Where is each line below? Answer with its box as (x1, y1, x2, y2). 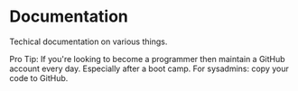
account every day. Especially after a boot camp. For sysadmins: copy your (9, 63, 289, 74)
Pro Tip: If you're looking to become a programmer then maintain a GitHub (9, 53, 286, 64)
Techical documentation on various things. (9, 36, 168, 47)
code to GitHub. (9, 72, 69, 83)
